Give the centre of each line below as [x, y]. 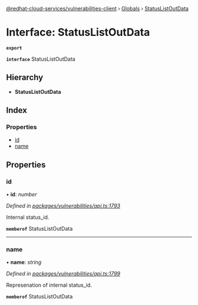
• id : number [22, 195]
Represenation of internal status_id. [49, 285]
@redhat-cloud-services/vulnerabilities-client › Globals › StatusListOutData [97, 9]
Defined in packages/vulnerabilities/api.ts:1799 [63, 274]
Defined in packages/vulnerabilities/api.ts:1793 [63, 206]
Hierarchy [25, 78]
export [14, 48]
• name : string [24, 263]
